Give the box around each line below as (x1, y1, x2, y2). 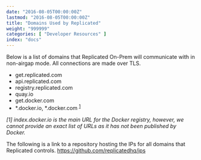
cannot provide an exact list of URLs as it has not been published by (6, 122, 177, 129)
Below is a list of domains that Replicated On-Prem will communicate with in (6, 54, 195, 60)
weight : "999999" (6, 25, 50, 32)
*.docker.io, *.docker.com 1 (14, 103, 81, 111)
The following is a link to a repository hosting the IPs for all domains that (6, 140, 186, 147)
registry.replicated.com (14, 84, 74, 91)
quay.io (14, 91, 34, 97)
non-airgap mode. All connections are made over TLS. (6, 60, 141, 67)
